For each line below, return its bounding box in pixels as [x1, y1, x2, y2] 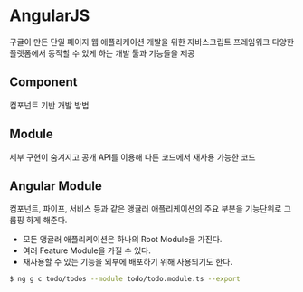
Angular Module [9, 178, 102, 193]
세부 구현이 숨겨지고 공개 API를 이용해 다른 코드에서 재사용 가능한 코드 [9, 151, 256, 163]
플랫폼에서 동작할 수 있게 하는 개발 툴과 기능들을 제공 [9, 47, 195, 59]
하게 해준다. [25, 214, 68, 226]
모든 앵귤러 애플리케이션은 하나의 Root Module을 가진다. [22, 234, 223, 245]
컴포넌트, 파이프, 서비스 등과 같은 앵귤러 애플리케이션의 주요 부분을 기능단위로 [9, 203, 282, 214]
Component [9, 74, 79, 90]
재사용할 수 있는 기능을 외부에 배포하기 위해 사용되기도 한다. [22, 257, 233, 268]
